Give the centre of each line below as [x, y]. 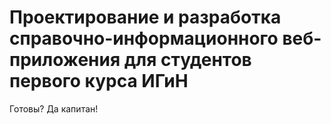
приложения [65, 60]
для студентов [187, 60]
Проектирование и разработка [145, 17]
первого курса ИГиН [99, 81]
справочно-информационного [144, 38]
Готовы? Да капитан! [54, 108]
